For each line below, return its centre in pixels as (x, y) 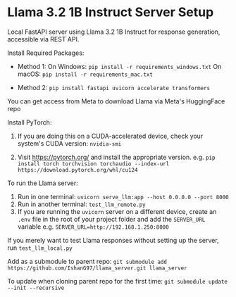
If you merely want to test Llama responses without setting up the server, (113, 240)
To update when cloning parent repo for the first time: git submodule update (117, 281)
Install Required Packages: (46, 53)
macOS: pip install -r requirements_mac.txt (85, 74)
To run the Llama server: (43, 183)
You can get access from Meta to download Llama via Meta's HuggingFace (116, 101)
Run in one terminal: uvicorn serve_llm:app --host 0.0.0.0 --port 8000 (123, 196)
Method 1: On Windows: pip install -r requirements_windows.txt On (119, 66)
